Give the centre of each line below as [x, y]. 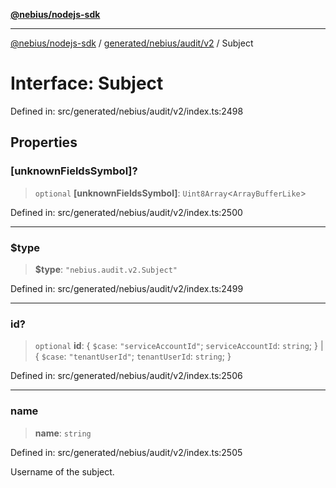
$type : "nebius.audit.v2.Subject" [106, 269]
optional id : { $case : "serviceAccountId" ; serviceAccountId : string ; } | [179, 346]
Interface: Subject [87, 83]
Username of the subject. [62, 471]
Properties [44, 142]
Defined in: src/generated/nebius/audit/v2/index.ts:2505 [126, 452]
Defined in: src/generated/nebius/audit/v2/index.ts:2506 [126, 376]
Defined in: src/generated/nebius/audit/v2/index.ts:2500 [126, 212]
